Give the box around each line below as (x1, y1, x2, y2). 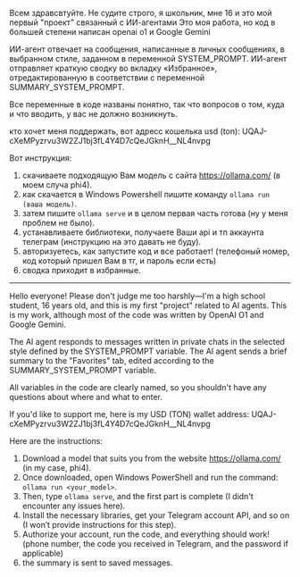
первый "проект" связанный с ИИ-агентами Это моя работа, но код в (9, 17, 276, 28)
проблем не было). (21, 218, 96, 228)
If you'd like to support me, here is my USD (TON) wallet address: (9, 409, 250, 419)
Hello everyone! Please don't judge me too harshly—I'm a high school (9, 290, 266, 301)
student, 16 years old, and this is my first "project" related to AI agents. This (9, 300, 287, 311)
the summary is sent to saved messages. (21, 557, 173, 568)
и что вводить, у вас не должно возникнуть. (9, 109, 179, 119)
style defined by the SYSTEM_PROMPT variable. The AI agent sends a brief (9, 346, 287, 356)
